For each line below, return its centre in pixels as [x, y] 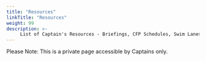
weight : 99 [20, 23]
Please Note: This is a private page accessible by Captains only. [87, 51]
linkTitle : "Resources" [37, 18]
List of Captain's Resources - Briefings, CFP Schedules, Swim [102, 34]
